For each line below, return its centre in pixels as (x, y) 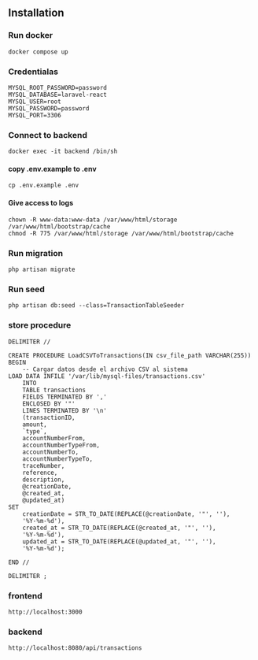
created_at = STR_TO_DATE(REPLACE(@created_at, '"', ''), (119, 528)
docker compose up (38, 52)
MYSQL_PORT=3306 (35, 115)
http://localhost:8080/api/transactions (76, 648)
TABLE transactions (54, 390)
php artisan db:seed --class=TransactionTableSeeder (96, 306)
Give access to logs (41, 203)
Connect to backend (48, 135)
